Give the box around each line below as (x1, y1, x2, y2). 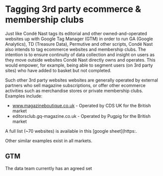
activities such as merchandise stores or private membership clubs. (5, 88, 143, 93)
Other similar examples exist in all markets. (5, 138, 93, 144)
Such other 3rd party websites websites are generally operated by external (5, 77, 159, 83)
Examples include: (5, 93, 43, 99)
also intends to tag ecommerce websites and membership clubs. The (5, 46, 146, 52)
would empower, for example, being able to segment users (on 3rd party (5, 62, 153, 68)
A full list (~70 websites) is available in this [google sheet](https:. (5, 128, 137, 134)
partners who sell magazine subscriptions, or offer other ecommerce (5, 82, 146, 88)
